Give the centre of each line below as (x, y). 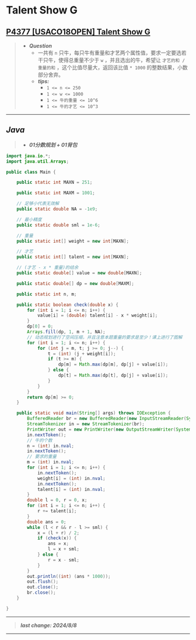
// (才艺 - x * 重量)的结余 (48, 268)
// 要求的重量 (42, 457)
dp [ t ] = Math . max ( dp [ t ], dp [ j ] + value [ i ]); (113, 376)
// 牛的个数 (40, 440)
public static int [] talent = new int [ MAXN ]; (73, 257)
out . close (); (43, 587)
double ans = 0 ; (47, 522)
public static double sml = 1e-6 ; (58, 225)
